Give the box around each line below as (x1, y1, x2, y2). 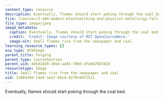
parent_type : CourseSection (5, 57, 62, 62)
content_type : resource (5, 7, 54, 12)
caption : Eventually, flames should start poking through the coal (9, 30, 150, 35)
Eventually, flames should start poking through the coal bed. (5, 88, 126, 94)
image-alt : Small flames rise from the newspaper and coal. (9, 39, 134, 44)
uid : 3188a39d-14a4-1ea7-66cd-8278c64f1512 (5, 75, 95, 80)
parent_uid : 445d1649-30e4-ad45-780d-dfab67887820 (5, 61, 110, 66)
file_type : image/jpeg (5, 20, 51, 26)
